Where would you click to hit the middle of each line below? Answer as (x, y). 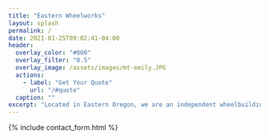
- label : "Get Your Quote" (68, 82)
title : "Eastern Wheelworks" (57, 16)
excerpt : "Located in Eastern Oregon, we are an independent (112, 105)
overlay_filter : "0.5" (53, 61)
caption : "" (36, 97)
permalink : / (30, 30)
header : (21, 46)
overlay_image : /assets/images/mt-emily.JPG (91, 68)
